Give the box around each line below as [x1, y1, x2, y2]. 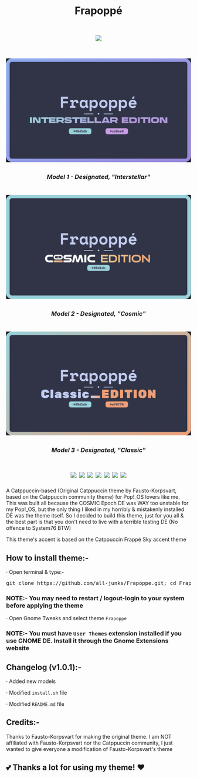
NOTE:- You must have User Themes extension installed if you [6, 630, 182, 638]
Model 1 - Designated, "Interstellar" [46, 172, 151, 181]
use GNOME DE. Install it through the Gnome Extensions [6, 637, 169, 645]
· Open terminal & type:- [6, 568, 64, 576]
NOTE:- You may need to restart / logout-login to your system [6, 594, 185, 602]
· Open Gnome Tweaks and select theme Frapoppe [6, 615, 127, 622]
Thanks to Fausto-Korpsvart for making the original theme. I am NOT [6, 733, 172, 740]
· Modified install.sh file [6, 689, 67, 696]
